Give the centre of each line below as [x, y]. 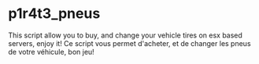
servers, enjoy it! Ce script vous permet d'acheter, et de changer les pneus [129, 43]
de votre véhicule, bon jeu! [51, 52]
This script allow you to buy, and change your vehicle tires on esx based [125, 35]
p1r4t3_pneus [54, 14]
